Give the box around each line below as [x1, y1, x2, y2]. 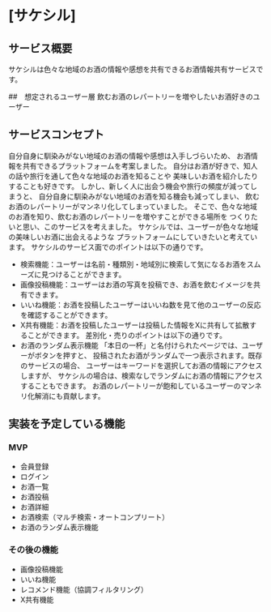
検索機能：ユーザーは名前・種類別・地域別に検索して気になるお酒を [19, 259, 248, 269]
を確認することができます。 [19, 310, 112, 319]
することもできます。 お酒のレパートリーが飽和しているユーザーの [19, 381, 241, 391]
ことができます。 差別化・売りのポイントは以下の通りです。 [27, 330, 227, 340]
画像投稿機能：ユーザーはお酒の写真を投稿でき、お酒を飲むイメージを [19, 280, 254, 289]
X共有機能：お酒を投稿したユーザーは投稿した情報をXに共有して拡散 [19, 320, 250, 330]
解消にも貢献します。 [34, 391, 105, 400]
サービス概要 [8, 41, 73, 55]
